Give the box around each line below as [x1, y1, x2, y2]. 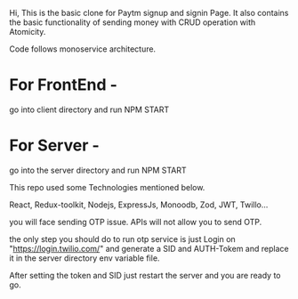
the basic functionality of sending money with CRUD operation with [9, 17, 256, 28]
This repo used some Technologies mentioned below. [9, 182, 205, 192]
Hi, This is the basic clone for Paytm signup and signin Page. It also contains [9, 8, 289, 18]
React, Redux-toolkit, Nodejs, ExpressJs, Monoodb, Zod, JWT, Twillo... [9, 199, 269, 210]
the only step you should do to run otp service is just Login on [9, 233, 236, 244]
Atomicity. [9, 27, 46, 36]
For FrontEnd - [9, 75, 118, 95]
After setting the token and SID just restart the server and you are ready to [9, 270, 282, 280]
